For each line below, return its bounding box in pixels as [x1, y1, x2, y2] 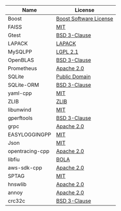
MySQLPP [8, 48, 32, 55]
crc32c [8, 197, 26, 204]
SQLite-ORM [8, 82, 39, 88]
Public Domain [56, 73, 91, 80]
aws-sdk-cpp [8, 164, 42, 171]
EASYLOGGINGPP [8, 131, 52, 138]
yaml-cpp [8, 90, 32, 96]
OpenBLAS [8, 57, 34, 63]
